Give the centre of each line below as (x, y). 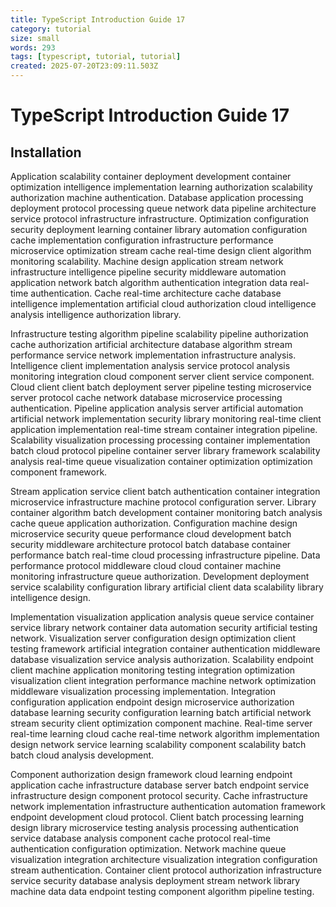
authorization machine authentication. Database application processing (157, 197)
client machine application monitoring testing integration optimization (153, 670)
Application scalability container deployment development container (151, 176)
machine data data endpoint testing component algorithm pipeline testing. (162, 891)
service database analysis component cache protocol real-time (141, 838)
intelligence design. (50, 597)
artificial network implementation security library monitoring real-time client (166, 419)
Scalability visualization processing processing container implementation (160, 440)
